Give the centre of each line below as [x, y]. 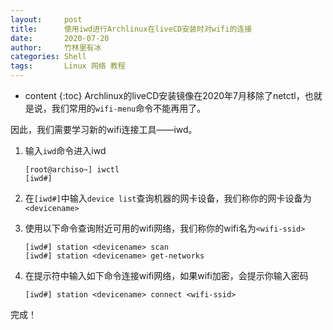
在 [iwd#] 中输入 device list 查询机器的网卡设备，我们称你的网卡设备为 [168, 198]
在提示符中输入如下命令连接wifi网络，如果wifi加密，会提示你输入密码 [166, 275]
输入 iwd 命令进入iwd [65, 150]
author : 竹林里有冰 [56, 47]
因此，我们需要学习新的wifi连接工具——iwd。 [104, 129]
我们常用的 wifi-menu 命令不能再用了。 [129, 108]
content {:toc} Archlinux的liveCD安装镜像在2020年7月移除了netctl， [164, 95]
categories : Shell [48, 57]
